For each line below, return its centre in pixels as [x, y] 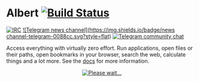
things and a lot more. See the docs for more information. [78, 61]
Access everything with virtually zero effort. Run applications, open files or [99, 48]
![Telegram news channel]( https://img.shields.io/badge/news [99, 30]
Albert [23, 13]
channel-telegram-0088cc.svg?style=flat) [59, 36]
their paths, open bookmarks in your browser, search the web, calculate [96, 54]
